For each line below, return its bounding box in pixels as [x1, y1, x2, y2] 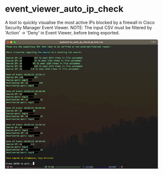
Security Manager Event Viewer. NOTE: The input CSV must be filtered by [5, 24, 152, 30]
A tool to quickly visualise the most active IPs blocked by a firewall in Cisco [5, 19, 155, 25]
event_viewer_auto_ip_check [5, 3, 124, 15]
